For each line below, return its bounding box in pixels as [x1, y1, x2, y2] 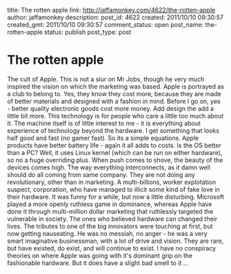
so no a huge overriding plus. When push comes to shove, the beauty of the [7, 156, 223, 164]
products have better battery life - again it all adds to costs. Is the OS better [7, 141, 222, 149]
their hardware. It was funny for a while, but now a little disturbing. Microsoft [7, 192, 224, 201]
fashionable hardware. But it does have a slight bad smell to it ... [7, 259, 189, 267]
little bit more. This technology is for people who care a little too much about [7, 111, 224, 120]
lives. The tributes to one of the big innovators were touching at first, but [7, 221, 213, 230]
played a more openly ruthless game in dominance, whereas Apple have [7, 200, 212, 208]
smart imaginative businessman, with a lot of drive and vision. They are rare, [7, 237, 224, 245]
